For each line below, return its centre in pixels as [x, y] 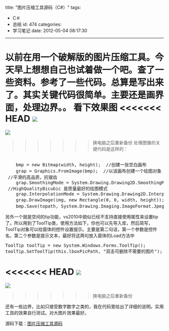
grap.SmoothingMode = [43, 183]
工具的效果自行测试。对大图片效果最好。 [47, 312]
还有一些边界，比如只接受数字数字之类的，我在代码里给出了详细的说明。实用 [84, 306]
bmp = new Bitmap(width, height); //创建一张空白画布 [81, 164]
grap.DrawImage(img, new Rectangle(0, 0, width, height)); [90, 200]
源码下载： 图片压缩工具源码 [34, 323]
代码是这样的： [113, 149]
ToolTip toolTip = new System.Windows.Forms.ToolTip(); [75, 245]
